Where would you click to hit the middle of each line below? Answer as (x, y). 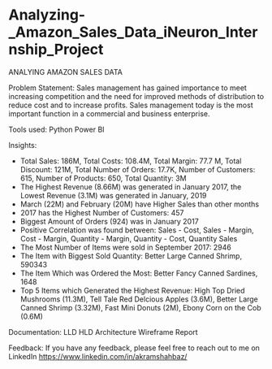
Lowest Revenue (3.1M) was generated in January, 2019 (113, 195)
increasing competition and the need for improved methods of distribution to (136, 96)
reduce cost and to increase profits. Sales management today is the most (131, 105)
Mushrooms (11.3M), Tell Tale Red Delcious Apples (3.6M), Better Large (139, 299)
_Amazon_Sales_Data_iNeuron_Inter (133, 32)
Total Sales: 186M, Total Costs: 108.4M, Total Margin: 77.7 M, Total (131, 161)
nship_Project (56, 50)
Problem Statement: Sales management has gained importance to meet (128, 88)
